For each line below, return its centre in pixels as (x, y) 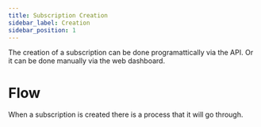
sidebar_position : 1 (42, 30)
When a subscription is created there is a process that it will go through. (126, 114)
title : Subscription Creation (58, 15)
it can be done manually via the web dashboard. (86, 61)
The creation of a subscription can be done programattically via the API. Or (131, 53)
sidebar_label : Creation (49, 23)
